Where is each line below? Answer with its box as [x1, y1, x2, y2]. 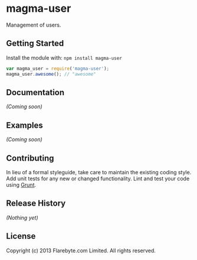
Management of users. [6, 21, 61, 28]
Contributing [6, 153, 54, 163]
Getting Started [6, 38, 64, 48]
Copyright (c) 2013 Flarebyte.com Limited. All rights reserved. [6, 247, 156, 254]
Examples [6, 120, 43, 130]
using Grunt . [6, 181, 37, 188]
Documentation [6, 87, 65, 97]
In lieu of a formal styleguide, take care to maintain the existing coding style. [6, 168, 192, 175]
